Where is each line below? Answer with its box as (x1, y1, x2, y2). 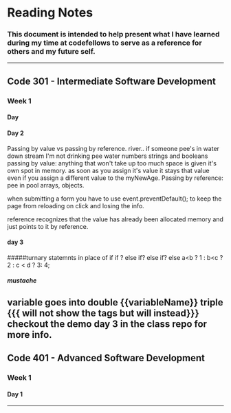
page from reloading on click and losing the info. (7, 201, 144, 210)
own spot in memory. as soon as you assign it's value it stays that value (7, 166, 210, 174)
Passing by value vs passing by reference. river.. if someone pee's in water (7, 144, 220, 152)
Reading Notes (7, 5, 93, 21)
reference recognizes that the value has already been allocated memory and (7, 215, 223, 223)
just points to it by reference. (7, 222, 89, 230)
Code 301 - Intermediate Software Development (7, 75, 217, 87)
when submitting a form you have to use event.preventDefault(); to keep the (7, 194, 222, 203)
